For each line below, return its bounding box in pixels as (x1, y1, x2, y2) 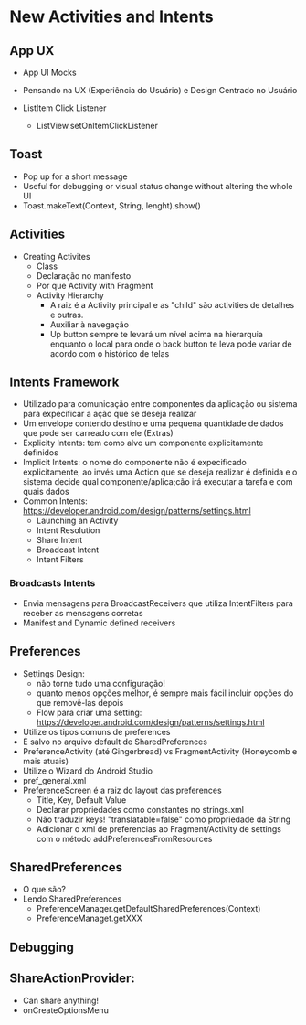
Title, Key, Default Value (36, 794, 127, 806)
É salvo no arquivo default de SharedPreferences (22, 736, 208, 747)
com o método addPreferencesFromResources (36, 833, 213, 844)
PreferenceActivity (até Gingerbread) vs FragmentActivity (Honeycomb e (22, 745, 298, 756)
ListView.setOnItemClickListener (36, 121, 158, 131)
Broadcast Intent (36, 544, 100, 555)
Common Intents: (22, 496, 89, 507)
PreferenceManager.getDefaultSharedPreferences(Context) (36, 903, 261, 914)
